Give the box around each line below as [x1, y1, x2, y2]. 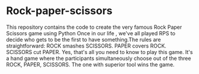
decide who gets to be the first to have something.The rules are [6, 36, 161, 43]
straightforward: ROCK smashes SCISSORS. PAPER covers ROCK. [6, 42, 167, 49]
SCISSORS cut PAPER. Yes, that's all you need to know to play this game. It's [6, 48, 193, 55]
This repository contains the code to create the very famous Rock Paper [6, 23, 182, 31]
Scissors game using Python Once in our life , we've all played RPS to [6, 29, 176, 36]
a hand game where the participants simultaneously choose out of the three [6, 55, 191, 62]
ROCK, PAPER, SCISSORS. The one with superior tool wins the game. [6, 60, 175, 68]
